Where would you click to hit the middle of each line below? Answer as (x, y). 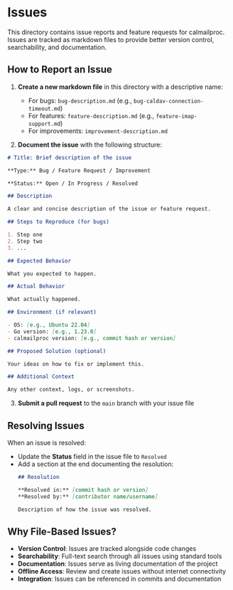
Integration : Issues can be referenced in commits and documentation (119, 579)
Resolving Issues (46, 425)
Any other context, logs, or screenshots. (71, 390)
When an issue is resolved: (47, 443)
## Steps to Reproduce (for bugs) (59, 222)
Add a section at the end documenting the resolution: (96, 464)
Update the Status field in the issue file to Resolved (92, 456)
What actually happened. (44, 300)
